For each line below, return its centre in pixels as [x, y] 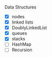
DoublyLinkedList [29, 28]
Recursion [22, 50]
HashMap [21, 44]
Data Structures [20, 7]
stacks [18, 39]
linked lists [22, 22]
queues [19, 33]
